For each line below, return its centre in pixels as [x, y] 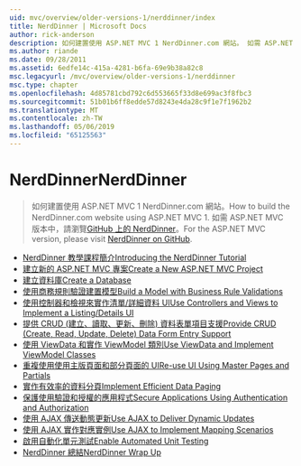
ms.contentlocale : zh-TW [56, 118]
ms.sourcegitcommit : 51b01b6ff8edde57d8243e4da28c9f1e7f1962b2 [131, 102]
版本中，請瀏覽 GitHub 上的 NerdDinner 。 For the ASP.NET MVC [148, 228]
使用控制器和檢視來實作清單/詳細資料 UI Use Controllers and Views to [150, 303]
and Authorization [55, 407]
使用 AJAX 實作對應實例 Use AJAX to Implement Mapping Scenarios [148, 429]
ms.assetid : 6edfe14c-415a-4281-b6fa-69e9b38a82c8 [106, 69]
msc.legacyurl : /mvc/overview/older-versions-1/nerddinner [123, 77]
